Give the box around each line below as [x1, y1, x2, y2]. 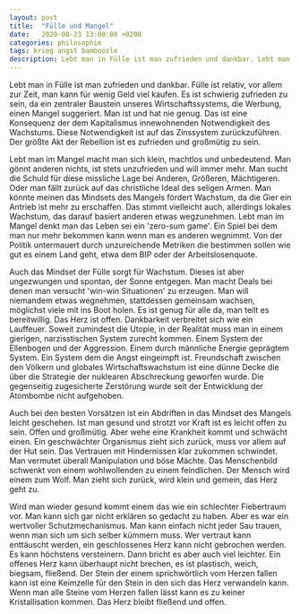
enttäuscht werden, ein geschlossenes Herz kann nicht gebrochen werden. [9, 540, 287, 549]
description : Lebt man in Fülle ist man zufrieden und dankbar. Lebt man [9, 55, 291, 64]
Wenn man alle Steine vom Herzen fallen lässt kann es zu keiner [9, 587, 245, 597]
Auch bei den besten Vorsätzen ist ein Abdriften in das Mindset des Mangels [9, 408, 292, 418]
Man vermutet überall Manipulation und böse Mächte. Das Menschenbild [9, 455, 278, 466]
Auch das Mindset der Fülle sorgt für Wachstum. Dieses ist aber [9, 266, 244, 277]
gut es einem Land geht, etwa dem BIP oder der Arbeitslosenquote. [9, 249, 258, 260]
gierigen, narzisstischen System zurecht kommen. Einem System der [9, 333, 263, 343]
